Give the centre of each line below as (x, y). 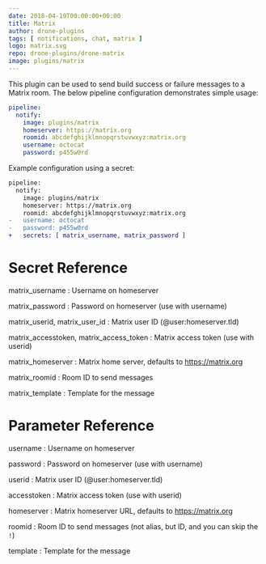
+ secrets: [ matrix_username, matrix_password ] (97, 235)
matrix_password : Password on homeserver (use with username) (118, 306)
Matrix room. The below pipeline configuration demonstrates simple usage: (133, 92)
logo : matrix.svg (38, 46)
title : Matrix (32, 23)
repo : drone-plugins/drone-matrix (67, 53)
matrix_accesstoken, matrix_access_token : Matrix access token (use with (131, 337)
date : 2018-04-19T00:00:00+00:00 (65, 16)
